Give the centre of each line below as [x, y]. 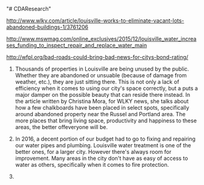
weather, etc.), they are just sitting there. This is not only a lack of [97, 82]
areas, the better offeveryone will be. [61, 127]
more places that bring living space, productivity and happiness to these [106, 120]
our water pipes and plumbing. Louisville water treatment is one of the [103, 145]
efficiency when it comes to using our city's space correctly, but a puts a [106, 88]
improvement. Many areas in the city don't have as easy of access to [101, 158]
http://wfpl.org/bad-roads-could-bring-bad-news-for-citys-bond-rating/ [97, 57]
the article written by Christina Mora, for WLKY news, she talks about [102, 101]
